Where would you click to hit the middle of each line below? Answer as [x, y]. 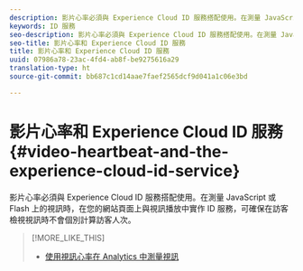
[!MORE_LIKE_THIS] [68, 238]
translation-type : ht [50, 69]
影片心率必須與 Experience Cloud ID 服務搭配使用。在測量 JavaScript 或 [143, 197]
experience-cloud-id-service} [125, 170]
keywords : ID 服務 [42, 26]
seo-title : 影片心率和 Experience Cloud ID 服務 [98, 43]
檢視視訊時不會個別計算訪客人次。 [73, 220]
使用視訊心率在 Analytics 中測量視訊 [112, 256]
